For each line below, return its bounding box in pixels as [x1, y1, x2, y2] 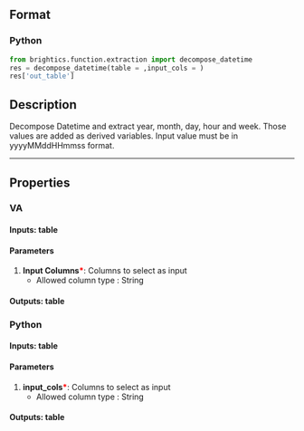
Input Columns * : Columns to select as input [22, 265, 187, 276]
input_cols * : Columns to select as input [22, 381, 171, 392]
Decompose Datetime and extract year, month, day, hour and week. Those [9, 121, 287, 132]
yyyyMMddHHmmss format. [9, 140, 115, 151]
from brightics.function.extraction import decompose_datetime [9, 54, 253, 64]
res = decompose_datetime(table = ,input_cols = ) [9, 63, 204, 72]
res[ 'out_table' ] [9, 72, 75, 81]
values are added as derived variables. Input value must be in [9, 130, 238, 141]
